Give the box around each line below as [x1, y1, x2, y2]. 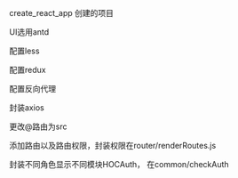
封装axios [9, 102, 44, 113]
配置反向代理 [9, 84, 56, 93]
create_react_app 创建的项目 [9, 8, 114, 18]
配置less [9, 45, 40, 56]
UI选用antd [9, 27, 50, 37]
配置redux [9, 65, 46, 75]
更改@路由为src [9, 121, 67, 132]
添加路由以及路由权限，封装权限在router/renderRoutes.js [9, 141, 217, 150]
